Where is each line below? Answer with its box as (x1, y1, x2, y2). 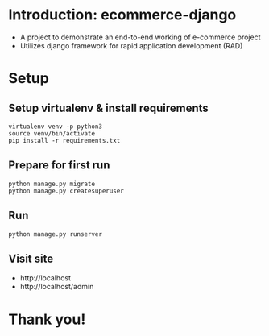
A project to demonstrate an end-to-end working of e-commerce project (19, 32, 261, 42)
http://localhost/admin (19, 282, 94, 292)
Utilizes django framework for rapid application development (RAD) (19, 40, 243, 50)
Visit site (8, 251, 54, 265)
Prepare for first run (8, 159, 110, 172)
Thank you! (8, 310, 86, 328)
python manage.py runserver (8, 230, 103, 239)
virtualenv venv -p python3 (8, 122, 103, 131)
